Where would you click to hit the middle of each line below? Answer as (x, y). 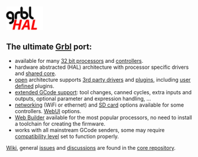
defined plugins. (34, 86)
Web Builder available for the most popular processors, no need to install (103, 118)
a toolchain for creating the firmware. (60, 124)
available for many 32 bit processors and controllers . (79, 61)
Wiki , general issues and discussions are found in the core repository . (91, 148)
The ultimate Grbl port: (49, 47)
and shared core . (35, 73)
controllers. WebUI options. (48, 111)
